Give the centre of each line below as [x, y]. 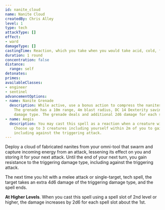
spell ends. [16, 187]
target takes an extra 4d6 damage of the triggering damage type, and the [79, 183]
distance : [15, 64]
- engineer [16, 87]
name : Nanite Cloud [25, 14]
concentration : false [27, 60]
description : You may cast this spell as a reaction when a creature [82, 124]
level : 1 [14, 23]
